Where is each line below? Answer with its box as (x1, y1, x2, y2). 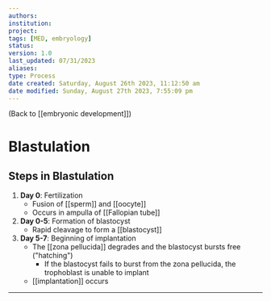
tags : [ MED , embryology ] (8, 34, 92, 43)
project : (8, 27, 38, 35)
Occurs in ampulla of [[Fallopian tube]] (31, 207, 161, 218)
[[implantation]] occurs (31, 276, 109, 286)
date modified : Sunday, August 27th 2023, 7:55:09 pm (8, 86, 194, 95)
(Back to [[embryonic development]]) (8, 109, 131, 119)
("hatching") (31, 251, 73, 261)
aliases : (8, 65, 38, 73)
